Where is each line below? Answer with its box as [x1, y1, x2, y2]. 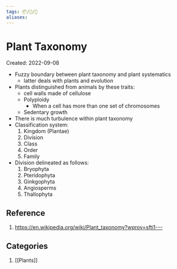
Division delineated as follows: [14, 159, 89, 166]
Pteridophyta [23, 172, 56, 179]
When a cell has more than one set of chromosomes [32, 102, 160, 110]
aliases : [6, 14, 28, 20]
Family [23, 153, 40, 160]
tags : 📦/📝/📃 [6, 8, 38, 15]
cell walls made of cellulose [23, 90, 91, 97]
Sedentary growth [23, 109, 68, 116]
